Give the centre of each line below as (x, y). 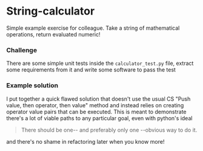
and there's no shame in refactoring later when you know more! (85, 141)
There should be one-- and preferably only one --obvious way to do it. (109, 130)
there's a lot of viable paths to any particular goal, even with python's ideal (99, 118)
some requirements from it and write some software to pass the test (91, 70)
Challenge (22, 50)
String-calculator (51, 11)
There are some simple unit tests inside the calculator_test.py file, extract (100, 63)
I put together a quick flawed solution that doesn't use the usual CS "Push (98, 99)
